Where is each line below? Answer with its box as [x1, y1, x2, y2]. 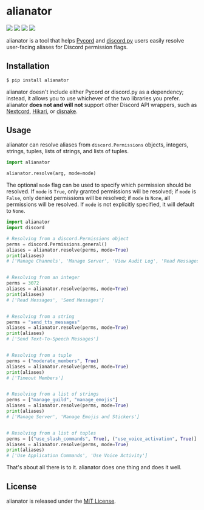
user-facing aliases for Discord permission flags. [6, 43, 128, 50]
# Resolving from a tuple [6, 353, 72, 359]
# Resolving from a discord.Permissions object [6, 235, 129, 241]
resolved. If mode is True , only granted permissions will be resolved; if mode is [6, 188, 196, 195]
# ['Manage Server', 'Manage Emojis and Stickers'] [6, 413, 140, 420]
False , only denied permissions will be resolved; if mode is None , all [6, 195, 171, 202]
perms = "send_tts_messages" [6, 319, 80, 325]
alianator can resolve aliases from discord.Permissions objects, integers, [6, 141, 189, 148]
